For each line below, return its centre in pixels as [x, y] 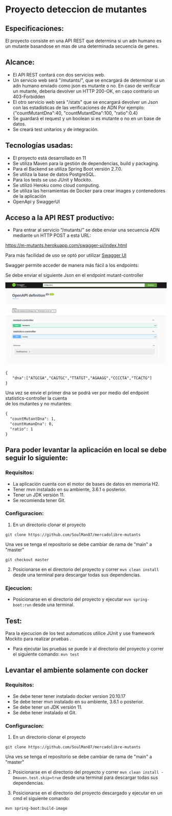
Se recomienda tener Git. [39, 500]
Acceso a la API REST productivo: [60, 218]
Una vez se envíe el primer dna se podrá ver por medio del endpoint [77, 393]
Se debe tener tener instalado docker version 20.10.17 [69, 696]
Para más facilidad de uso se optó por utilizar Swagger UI [66, 255]
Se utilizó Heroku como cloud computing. [56, 185]
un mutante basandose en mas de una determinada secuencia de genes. [82, 46]
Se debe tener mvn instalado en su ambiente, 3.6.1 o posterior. [78, 701]
